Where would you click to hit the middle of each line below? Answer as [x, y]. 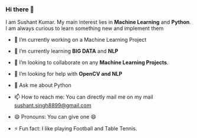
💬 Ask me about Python [43, 85]
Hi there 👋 [20, 9]
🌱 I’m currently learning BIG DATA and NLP [66, 51]
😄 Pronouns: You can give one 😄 [55, 117]
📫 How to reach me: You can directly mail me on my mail [84, 97]
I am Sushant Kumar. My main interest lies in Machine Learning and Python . [98, 22]
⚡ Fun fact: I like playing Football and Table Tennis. [75, 129]
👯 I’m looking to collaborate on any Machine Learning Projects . [91, 63]
